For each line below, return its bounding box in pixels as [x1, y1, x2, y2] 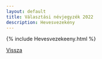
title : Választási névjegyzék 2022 [6, 14, 94, 20]
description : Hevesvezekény [6, 19, 75, 25]
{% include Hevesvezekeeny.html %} [6, 36, 96, 43]
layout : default [6, 8, 46, 15]
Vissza [6, 47, 22, 54]
